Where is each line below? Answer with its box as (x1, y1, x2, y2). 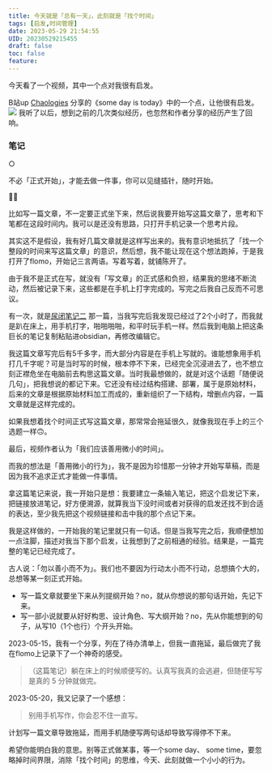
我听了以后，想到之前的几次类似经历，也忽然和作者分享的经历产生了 (18, 107, 245, 118)
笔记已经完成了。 (22, 547, 79, 556)
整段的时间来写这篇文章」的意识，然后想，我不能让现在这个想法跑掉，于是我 (8, 247, 264, 256)
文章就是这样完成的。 (8, 399, 79, 410)
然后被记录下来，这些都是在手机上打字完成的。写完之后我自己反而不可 (22, 284, 257, 294)
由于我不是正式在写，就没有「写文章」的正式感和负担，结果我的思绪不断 (8, 273, 249, 284)
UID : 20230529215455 (8, 34, 79, 43)
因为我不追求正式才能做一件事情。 (8, 471, 122, 481)
